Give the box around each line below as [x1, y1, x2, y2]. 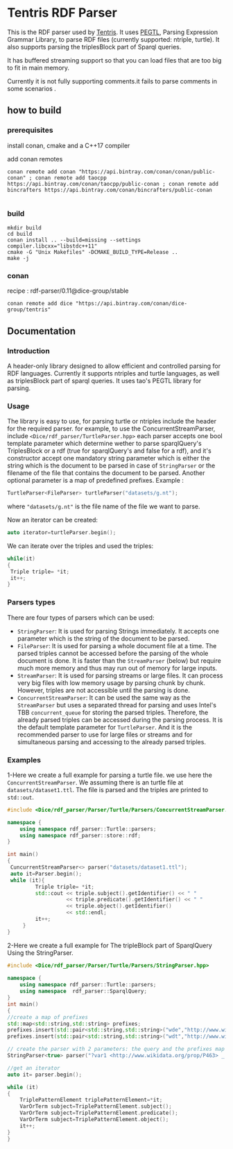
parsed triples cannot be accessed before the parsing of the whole [17, 649, 209, 657]
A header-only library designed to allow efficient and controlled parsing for [7, 362, 221, 370]
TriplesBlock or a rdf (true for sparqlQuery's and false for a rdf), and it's [7, 447, 212, 455]
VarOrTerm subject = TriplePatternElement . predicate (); [19, 1109, 178, 1117]
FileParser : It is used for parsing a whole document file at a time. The [17, 641, 217, 650]
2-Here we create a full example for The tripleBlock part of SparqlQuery [7, 941, 213, 949]
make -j [7, 255, 30, 262]
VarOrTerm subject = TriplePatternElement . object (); [19, 1116, 169, 1123]
